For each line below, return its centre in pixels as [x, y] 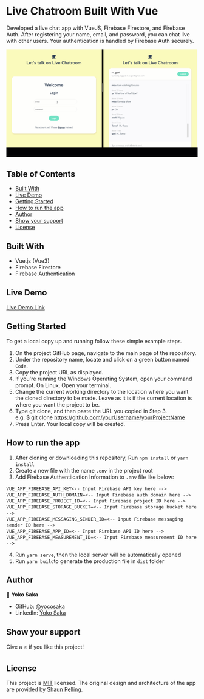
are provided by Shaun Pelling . [45, 689]
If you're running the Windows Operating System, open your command [104, 379]
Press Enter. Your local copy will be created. [70, 424]
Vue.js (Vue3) [32, 261]
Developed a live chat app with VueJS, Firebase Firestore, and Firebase [96, 28]
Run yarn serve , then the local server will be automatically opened [98, 555]
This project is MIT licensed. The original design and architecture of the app [101, 683]
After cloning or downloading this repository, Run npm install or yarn [102, 458]
